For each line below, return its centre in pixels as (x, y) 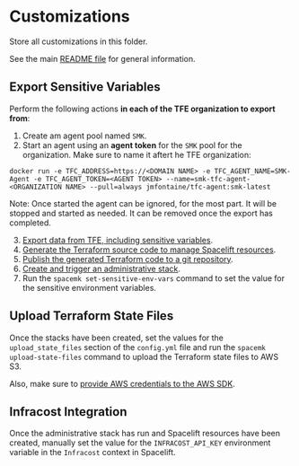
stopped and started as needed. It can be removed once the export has (141, 213)
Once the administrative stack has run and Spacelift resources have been (145, 434)
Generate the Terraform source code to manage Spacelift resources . (149, 250)
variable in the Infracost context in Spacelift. (93, 453)
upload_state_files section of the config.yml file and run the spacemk (138, 347)
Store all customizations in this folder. (79, 41)
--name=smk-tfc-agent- (208, 179)
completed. (30, 223)
